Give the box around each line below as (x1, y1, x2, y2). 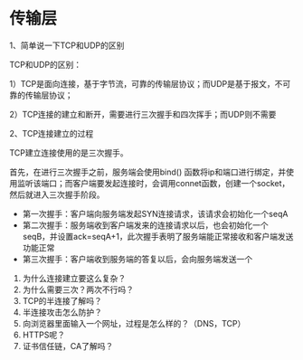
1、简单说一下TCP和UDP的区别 (9, 40, 125, 51)
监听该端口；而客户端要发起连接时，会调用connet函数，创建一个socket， (16, 177, 290, 188)
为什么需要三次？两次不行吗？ (22, 284, 134, 295)
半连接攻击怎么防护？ (22, 307, 102, 317)
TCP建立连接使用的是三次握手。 (9, 147, 128, 158)
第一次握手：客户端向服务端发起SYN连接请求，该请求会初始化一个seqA (22, 208, 289, 219)
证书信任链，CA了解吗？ (22, 340, 114, 351)
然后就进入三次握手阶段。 (9, 189, 105, 200)
